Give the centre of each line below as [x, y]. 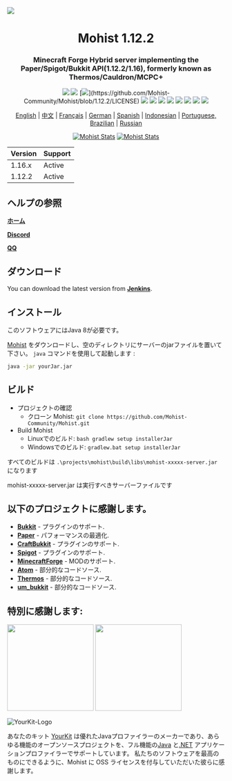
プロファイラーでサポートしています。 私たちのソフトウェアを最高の [122, 753]
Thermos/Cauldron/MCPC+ [116, 77]
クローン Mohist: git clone [66, 416]
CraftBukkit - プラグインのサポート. [68, 544]
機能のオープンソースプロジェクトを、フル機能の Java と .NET [106, 745]
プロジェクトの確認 [45, 408]
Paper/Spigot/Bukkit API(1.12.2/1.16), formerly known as [116, 68]
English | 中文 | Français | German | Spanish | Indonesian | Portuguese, [116, 115]
